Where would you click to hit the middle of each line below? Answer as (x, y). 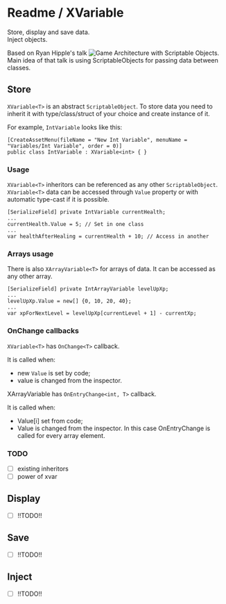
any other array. (30, 277)
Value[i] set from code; (50, 421)
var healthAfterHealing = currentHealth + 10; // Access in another (108, 237)
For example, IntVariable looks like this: (65, 127)
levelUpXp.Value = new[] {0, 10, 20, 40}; (69, 301)
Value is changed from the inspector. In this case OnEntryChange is (114, 428)
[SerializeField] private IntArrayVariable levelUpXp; (88, 289)
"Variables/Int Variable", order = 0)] (65, 146)
